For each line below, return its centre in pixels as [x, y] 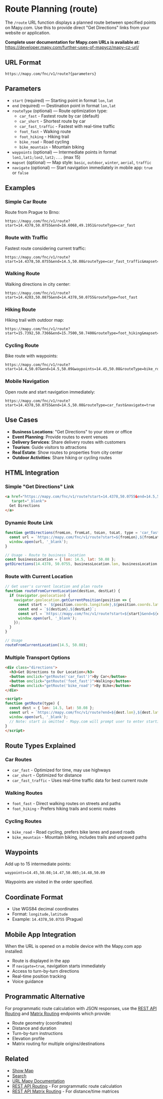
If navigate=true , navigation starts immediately [59, 966]
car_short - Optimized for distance [47, 775]
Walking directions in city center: [38, 284]
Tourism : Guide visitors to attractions [49, 447]
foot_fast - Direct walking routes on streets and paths [66, 804]
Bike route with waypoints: [32, 356]
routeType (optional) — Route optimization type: [60, 111]
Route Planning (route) [51, 9]
